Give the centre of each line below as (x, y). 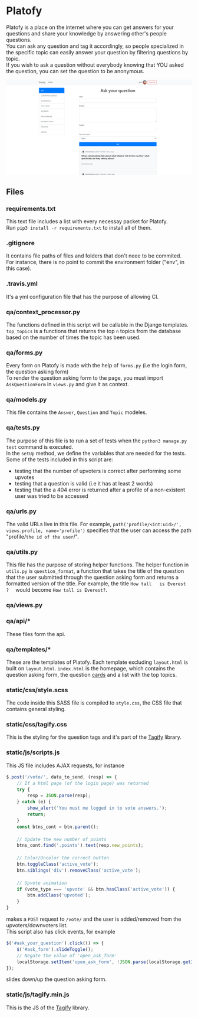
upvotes (24, 477)
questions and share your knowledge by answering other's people (86, 33)
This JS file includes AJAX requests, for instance (65, 765)
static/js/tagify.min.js (38, 995)
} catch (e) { (34, 802)
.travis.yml (22, 283)
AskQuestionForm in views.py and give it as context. (68, 384)
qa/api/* (18, 621)
